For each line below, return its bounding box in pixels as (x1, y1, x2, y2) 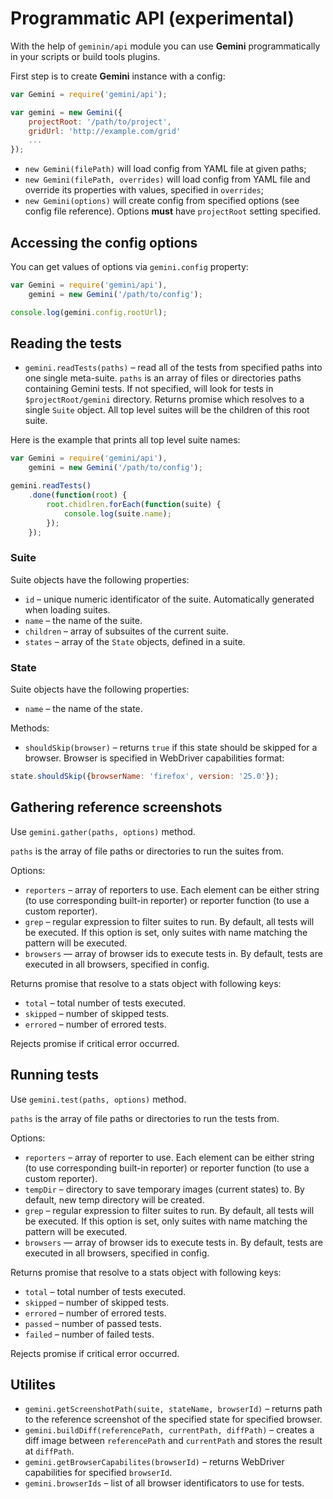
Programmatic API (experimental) (10, 7, 295, 30)
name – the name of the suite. (24, 614, 143, 626)
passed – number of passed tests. (24, 1317, 162, 1329)
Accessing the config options (10, 234, 198, 251)
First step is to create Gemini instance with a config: (10, 70, 226, 82)
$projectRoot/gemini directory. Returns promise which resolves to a (24, 393, 305, 406)
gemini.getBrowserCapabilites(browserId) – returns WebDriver (24, 1456, 285, 1468)
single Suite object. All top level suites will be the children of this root (24, 404, 310, 416)
